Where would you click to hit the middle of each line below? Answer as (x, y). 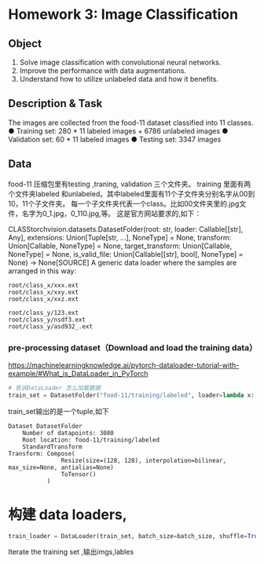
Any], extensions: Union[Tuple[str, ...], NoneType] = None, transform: (120, 237)
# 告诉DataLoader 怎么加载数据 (55, 388)
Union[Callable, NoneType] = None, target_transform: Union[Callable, (120, 246)
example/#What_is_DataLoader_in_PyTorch (78, 373)
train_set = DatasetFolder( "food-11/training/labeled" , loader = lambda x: (132, 395)
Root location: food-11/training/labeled (91, 440)
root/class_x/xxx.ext (44, 285)
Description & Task (55, 104)
